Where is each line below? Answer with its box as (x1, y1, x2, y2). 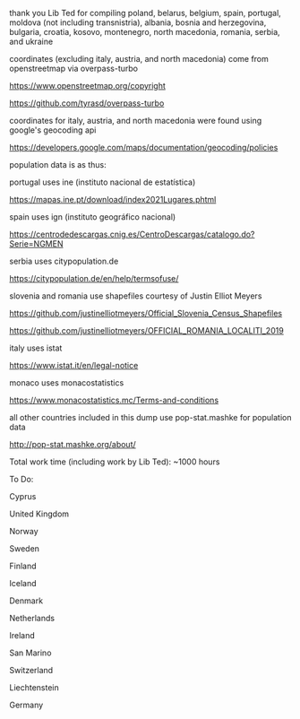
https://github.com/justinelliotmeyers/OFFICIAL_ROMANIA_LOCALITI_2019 (9, 325, 284, 335)
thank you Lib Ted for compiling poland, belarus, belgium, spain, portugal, (9, 8, 282, 18)
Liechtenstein (9, 682, 60, 693)
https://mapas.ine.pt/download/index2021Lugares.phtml (9, 195, 217, 204)
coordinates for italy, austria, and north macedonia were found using (9, 116, 262, 126)
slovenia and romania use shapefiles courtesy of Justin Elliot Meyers (9, 290, 262, 301)
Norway (9, 526, 39, 536)
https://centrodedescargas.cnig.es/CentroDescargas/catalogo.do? (9, 229, 255, 239)
